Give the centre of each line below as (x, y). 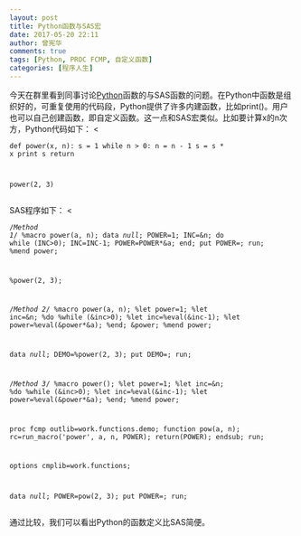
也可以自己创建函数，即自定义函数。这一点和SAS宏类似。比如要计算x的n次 (148, 118)
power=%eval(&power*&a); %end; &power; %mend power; (111, 325)
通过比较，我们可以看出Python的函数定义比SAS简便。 (110, 522)
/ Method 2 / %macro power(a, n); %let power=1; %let (108, 310)
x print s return (42, 154)
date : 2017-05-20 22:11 (54, 34)
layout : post (34, 18)
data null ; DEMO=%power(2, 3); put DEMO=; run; (101, 355)
